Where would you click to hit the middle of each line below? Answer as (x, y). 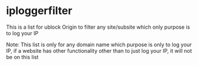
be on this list (22, 57)
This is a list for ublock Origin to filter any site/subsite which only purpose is (98, 27)
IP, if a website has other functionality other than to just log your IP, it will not (99, 50)
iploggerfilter (39, 11)
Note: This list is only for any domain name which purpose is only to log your (99, 45)
